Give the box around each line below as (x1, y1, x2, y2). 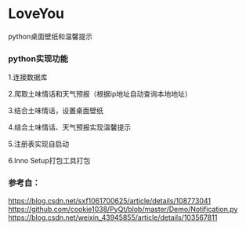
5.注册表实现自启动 (8, 139, 69, 149)
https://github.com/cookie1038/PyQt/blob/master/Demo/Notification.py (8, 204, 238, 214)
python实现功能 (8, 53, 69, 64)
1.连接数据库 (8, 72, 48, 82)
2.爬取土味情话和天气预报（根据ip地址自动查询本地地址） (8, 89, 192, 99)
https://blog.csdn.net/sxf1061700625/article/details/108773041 (8, 195, 212, 205)
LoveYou (8, 5, 65, 23)
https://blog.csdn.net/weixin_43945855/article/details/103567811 (8, 213, 218, 222)
